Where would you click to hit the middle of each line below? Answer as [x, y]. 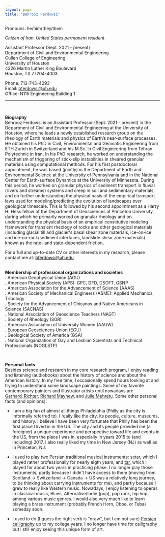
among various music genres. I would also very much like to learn [79, 499]
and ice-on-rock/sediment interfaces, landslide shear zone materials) [75, 237]
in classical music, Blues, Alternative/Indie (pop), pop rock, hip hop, [80, 493]
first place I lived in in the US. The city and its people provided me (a [81, 426]
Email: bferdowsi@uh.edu [31, 88]
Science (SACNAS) [24, 309]
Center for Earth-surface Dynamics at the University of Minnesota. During [80, 180]
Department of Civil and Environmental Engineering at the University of [77, 127]
